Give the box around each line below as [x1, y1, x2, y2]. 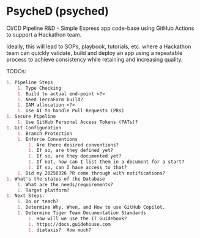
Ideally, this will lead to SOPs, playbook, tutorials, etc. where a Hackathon [6, 43, 191, 50]
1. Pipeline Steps [6, 79, 53, 85]
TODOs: [6, 67, 26, 74]
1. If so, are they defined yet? [28, 148, 114, 154]
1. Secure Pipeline [6, 114, 56, 120]
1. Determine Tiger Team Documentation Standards [17, 210, 147, 216]
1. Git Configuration [6, 124, 62, 131]
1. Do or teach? [17, 198, 59, 205]
